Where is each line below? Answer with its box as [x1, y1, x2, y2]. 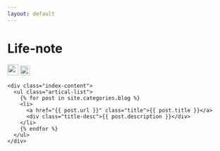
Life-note [7, 40, 63, 56]
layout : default [7, 10, 55, 18]
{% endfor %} [20, 125, 59, 132]
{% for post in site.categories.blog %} [20, 94, 140, 102]
